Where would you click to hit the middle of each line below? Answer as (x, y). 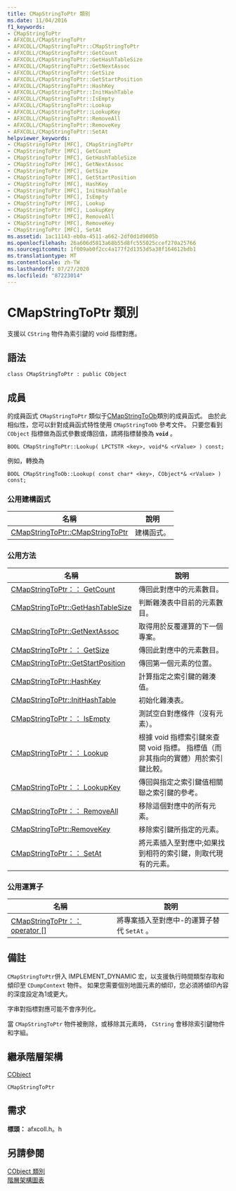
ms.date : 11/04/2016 (38, 20)
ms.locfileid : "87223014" (45, 275)
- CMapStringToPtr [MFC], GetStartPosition (72, 177)
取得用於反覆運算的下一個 (181, 626)
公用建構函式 (29, 499)
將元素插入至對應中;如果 (178, 843)
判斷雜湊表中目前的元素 (177, 603)
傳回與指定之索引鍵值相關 (181, 782)
